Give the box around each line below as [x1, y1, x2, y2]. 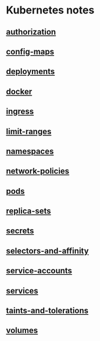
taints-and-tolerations [6, 306, 89, 316]
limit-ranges [6, 127, 52, 137]
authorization [6, 27, 56, 37]
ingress [6, 107, 34, 117]
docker [6, 86, 33, 97]
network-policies [6, 166, 70, 176]
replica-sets [6, 206, 51, 216]
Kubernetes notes [6, 4, 95, 17]
